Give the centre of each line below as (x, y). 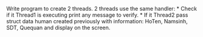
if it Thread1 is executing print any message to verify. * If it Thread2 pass (97, 15)
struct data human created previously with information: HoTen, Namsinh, (97, 21)
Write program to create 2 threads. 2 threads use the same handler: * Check (102, 9)
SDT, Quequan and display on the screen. (58, 27)
